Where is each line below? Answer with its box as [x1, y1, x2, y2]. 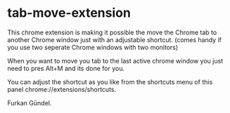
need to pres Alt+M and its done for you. [7, 64, 125, 72]
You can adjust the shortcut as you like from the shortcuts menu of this [7, 77, 213, 86]
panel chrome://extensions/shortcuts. [7, 85, 117, 93]
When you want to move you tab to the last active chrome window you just [7, 56, 224, 65]
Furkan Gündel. [7, 98, 52, 107]
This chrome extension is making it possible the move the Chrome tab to [7, 28, 217, 36]
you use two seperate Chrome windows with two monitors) [7, 43, 179, 51]
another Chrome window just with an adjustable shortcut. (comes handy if [7, 35, 222, 44]
